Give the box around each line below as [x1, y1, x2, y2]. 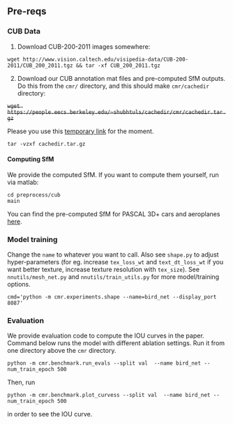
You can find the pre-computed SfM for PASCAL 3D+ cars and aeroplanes [7, 209, 220, 218]
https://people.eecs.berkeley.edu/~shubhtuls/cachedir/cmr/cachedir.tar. [7, 108, 227, 116]
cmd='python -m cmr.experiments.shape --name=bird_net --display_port [7, 294, 217, 301]
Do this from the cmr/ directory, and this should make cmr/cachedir [17, 82, 209, 90]
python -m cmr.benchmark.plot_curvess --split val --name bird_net [7, 392, 211, 399]
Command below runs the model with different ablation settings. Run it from [7, 339, 225, 347]
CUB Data [7, 26, 40, 36]
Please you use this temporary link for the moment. [7, 127, 154, 135]
